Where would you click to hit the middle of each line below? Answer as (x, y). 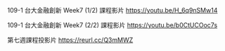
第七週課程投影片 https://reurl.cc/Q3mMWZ (70, 40)
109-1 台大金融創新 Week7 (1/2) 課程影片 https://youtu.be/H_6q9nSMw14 (112, 10)
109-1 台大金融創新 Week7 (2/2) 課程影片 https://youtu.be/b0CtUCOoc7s (112, 25)
